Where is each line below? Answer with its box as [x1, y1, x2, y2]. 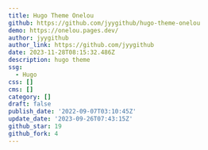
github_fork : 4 [8, 129, 59, 137]
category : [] [8, 93, 52, 101]
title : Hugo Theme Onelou [8, 11, 94, 20]
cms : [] [8, 85, 34, 94]
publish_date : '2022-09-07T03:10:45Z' [8, 108, 137, 116]
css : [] [8, 78, 34, 86]
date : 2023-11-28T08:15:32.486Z [8, 48, 115, 56]
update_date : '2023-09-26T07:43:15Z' [8, 115, 133, 123]
